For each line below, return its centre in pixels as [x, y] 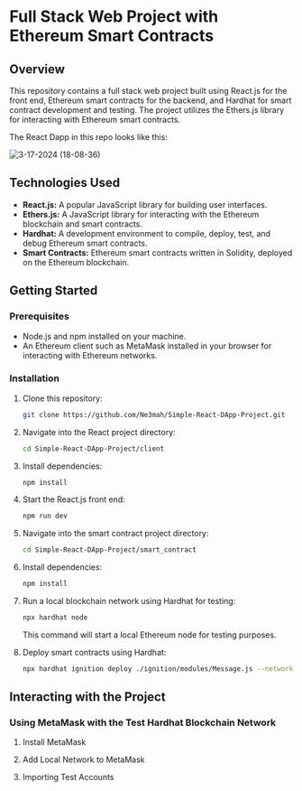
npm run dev [45, 516]
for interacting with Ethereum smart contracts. [95, 120]
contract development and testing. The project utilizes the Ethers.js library [147, 110]
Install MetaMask [54, 742]
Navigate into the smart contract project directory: [115, 534]
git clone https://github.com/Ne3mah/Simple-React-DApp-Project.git [154, 414]
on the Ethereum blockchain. [76, 262]
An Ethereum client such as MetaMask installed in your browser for [147, 346]
